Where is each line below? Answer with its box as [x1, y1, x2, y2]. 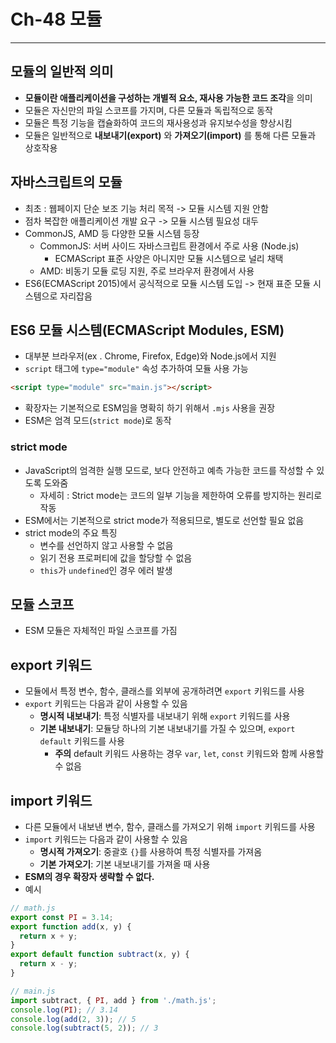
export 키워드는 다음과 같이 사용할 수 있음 [24, 698, 188, 710]
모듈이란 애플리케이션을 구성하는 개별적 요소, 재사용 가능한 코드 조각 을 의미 [24, 91, 313, 104]
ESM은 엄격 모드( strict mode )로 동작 [24, 415, 172, 427]
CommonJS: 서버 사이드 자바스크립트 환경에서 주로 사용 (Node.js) [39, 240, 300, 252]
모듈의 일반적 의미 [10, 63, 114, 80]
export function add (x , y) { [10, 921, 132, 932]
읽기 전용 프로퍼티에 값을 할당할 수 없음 [39, 551, 193, 564]
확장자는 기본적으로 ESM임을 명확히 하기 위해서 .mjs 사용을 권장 [24, 402, 276, 414]
